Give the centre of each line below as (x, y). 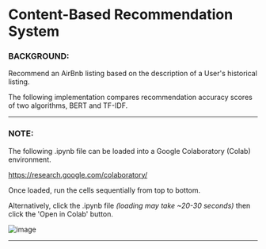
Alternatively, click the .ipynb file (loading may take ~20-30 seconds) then (129, 205)
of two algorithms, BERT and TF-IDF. (68, 105)
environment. (30, 159)
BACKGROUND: (39, 56)
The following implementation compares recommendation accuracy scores (131, 98)
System (34, 31)
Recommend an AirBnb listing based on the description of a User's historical (133, 74)
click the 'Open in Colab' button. (61, 214)
